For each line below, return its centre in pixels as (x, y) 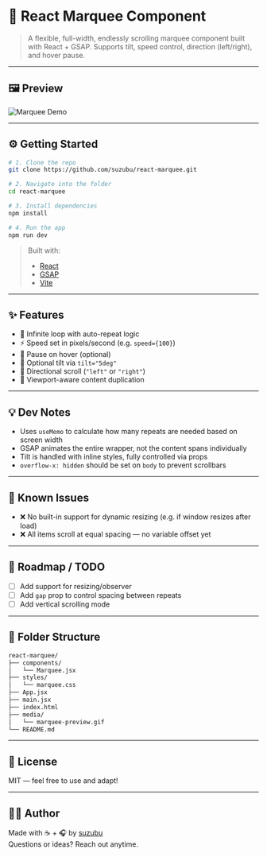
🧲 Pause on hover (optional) (65, 355)
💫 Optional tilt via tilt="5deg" (68, 363)
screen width (41, 440)
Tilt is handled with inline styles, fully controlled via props (114, 457)
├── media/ (26, 715)
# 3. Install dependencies (53, 206)
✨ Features (36, 314)
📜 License (33, 761)
